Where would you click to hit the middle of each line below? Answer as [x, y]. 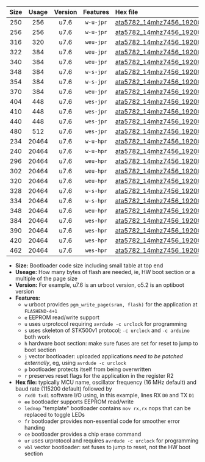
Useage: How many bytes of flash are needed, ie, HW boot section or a [105, 272]
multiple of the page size [46, 278]
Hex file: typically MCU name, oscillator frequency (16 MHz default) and [106, 382]
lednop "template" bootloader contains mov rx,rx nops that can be [107, 408]
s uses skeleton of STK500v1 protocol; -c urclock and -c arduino [107, 330]
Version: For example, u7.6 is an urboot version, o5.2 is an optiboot [100, 285]
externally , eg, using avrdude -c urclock [75, 363]
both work [37, 337]
